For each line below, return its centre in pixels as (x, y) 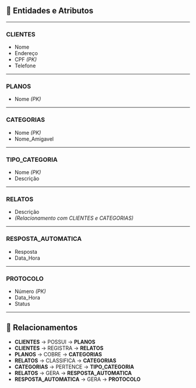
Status (22, 304)
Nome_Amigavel (34, 139)
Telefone (25, 66)
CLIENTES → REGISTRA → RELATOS (59, 348)
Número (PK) (30, 291)
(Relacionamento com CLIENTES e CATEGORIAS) (74, 218)
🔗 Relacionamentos (42, 328)
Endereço (26, 53)
